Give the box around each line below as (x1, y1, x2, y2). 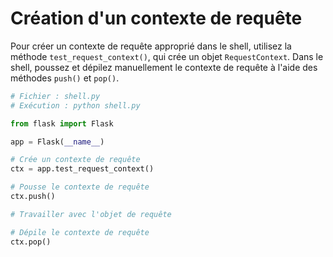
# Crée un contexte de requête (10, 155, 141, 165)
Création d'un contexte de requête (10, 7, 303, 30)
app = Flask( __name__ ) (10, 137, 105, 147)
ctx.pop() (10, 237, 52, 247)
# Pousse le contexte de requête (10, 182, 150, 192)
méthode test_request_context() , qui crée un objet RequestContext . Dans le (10, 50, 324, 62)
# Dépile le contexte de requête (10, 227, 150, 237)
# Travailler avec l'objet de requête (10, 209, 172, 219)
